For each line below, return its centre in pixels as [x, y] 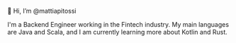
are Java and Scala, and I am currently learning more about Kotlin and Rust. [118, 32]
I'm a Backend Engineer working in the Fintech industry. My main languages [118, 24]
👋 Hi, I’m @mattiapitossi [42, 11]
